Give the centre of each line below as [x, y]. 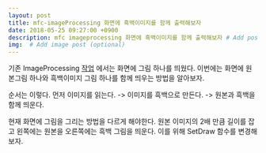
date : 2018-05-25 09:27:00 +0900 [63, 30]
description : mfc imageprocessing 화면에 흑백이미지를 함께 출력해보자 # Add [126, 37]
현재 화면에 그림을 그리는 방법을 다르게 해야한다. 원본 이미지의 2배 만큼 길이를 [127, 121]
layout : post [30, 15]
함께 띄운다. [27, 105]
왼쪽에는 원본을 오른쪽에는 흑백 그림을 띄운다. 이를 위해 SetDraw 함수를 [126, 132]
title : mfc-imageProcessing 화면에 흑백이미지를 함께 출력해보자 [105, 23]
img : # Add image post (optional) [67, 45]
